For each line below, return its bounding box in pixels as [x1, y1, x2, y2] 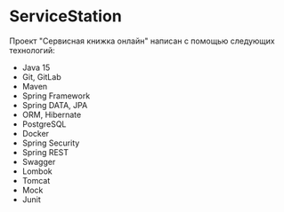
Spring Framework [21, 90, 91, 101]
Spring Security [21, 137, 80, 148]
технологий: [9, 44, 55, 55]
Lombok [21, 166, 53, 177]
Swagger [21, 156, 56, 167]
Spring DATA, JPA [21, 99, 88, 110]
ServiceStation [9, 6, 122, 27]
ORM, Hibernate [21, 109, 82, 120]
